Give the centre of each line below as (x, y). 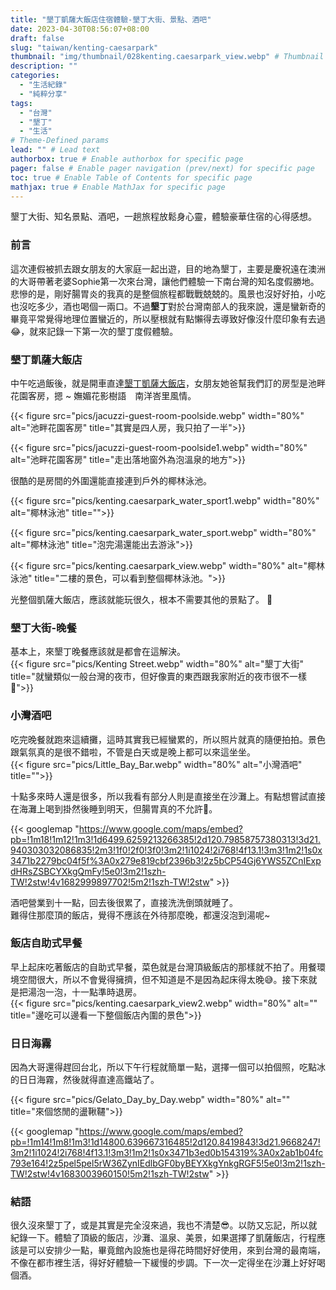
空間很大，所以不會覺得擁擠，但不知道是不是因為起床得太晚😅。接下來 (163, 979)
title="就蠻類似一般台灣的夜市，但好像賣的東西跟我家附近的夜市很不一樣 (158, 677)
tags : (21, 103)
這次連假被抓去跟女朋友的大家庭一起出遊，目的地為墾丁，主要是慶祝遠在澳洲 (168, 268)
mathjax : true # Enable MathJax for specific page (118, 187)
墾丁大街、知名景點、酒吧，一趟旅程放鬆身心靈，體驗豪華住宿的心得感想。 (163, 217)
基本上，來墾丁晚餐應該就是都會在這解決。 (98, 652)
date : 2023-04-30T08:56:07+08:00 (80, 29)
